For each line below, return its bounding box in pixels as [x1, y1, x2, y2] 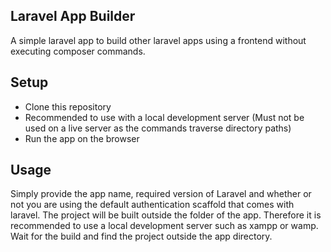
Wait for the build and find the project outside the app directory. [10, 230, 273, 243]
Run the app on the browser [24, 132, 140, 144]
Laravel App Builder [10, 8, 136, 25]
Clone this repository [24, 100, 112, 113]
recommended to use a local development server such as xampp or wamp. [10, 220, 319, 232]
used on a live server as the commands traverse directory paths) [24, 122, 292, 134]
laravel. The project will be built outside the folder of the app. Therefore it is [10, 209, 322, 221]
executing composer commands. [10, 45, 146, 57]
